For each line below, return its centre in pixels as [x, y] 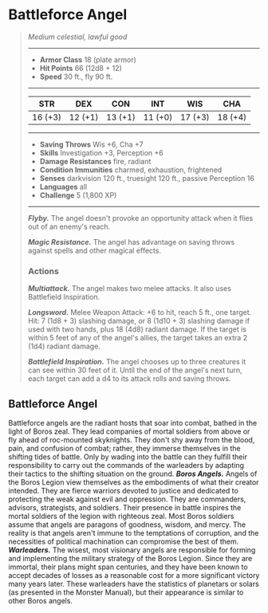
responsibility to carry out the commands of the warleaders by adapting [126, 466]
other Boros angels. [41, 601]
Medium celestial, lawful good [77, 37]
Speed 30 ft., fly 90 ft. [76, 77]
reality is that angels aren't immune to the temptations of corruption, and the [134, 533]
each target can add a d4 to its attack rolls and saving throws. [129, 379]
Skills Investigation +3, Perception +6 [101, 152]
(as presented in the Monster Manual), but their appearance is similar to [126, 592]
